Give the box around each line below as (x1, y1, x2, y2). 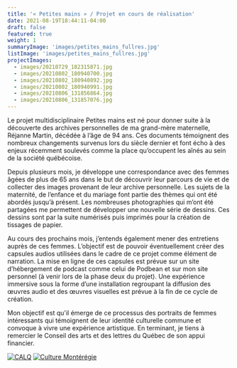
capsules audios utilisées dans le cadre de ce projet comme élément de (7, 250, 217, 258)
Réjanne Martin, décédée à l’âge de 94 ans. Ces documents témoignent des (7, 131, 229, 140)
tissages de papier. (7, 221, 63, 228)
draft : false (7, 23, 46, 31)
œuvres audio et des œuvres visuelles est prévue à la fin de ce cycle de (7, 288, 218, 295)
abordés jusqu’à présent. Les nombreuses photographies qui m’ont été (7, 198, 214, 206)
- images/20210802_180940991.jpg (13, 83, 113, 90)
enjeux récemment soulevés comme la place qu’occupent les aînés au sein (7, 147, 226, 154)
